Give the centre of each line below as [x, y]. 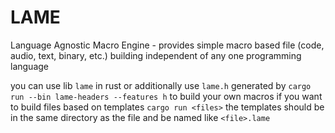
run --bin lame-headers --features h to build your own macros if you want [166, 96]
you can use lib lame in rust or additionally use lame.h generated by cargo [161, 85]
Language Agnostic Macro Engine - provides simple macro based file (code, [167, 45]
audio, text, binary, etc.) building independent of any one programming [156, 55]
